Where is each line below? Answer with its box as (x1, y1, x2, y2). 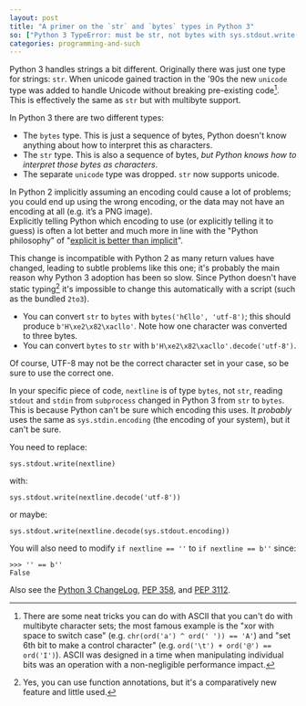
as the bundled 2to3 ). (9, 293, 89, 304)
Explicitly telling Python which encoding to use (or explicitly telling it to (9, 216, 274, 227)
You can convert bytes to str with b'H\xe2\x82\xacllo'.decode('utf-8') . (22, 340, 297, 351)
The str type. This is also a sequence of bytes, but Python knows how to (22, 149, 297, 160)
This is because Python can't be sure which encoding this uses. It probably (9, 404, 292, 416)
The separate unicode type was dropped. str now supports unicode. (22, 168, 280, 179)
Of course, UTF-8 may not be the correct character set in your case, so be (9, 357, 290, 368)
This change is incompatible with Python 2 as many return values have (9, 252, 275, 263)
